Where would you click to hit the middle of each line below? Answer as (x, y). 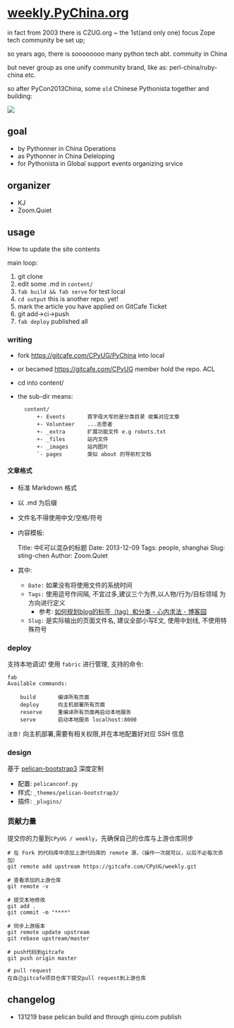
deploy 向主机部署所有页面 (63, 705)
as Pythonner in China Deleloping (66, 156)
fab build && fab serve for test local (71, 291)
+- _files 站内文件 (72, 439)
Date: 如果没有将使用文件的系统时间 (80, 585)
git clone (30, 277)
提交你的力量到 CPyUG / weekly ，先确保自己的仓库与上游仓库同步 (100, 838)
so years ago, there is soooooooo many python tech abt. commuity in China (117, 54)
